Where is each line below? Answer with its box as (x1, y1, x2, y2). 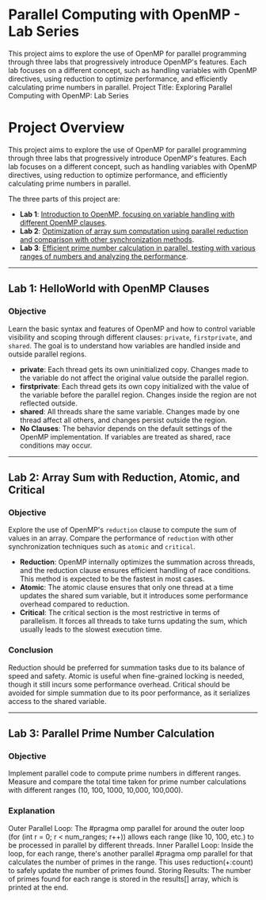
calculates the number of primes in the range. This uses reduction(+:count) (8, 857, 253, 867)
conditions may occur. (19, 440, 93, 450)
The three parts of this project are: (8, 194, 120, 203)
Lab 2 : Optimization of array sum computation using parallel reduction (19, 226, 249, 236)
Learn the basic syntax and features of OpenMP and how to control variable (8, 324, 256, 333)
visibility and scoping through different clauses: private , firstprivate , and (8, 332, 253, 342)
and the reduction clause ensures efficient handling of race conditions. (19, 566, 251, 575)
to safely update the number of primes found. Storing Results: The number (8, 865, 252, 875)
